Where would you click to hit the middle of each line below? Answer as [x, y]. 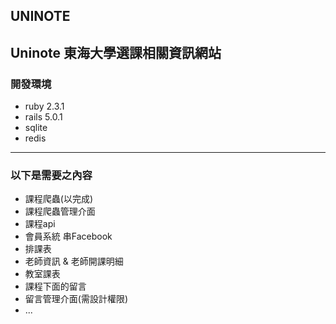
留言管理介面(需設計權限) [76, 299]
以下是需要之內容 [51, 175]
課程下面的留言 [55, 286]
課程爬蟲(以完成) [59, 199]
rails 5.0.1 [43, 117]
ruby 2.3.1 [44, 106]
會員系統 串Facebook [68, 236]
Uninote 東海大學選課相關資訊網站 [116, 52]
